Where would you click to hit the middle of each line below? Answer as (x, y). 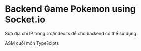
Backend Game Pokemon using (70, 9)
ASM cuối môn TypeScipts (32, 43)
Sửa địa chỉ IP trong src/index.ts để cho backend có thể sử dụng (70, 33)
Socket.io (25, 20)
